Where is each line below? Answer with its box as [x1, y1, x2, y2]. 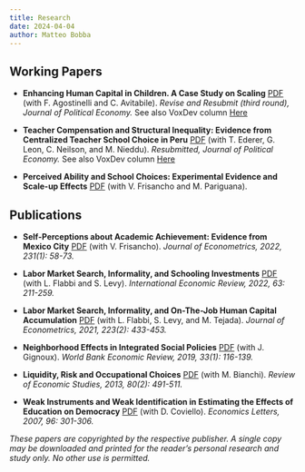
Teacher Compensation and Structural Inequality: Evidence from [22, 124, 272, 136]
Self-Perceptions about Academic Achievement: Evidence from [22, 231, 268, 241]
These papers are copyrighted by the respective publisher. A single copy [9, 433, 282, 444]
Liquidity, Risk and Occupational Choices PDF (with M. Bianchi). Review [22, 369, 296, 379]
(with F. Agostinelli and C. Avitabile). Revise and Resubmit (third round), [22, 97, 290, 109]
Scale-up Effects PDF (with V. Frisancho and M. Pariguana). [22, 181, 248, 192]
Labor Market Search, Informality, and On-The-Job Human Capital [22, 305, 277, 316]
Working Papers [9, 64, 103, 79]
